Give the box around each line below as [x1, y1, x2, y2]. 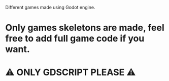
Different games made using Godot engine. [5, 5, 95, 10]
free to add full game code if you [5, 33, 145, 45]
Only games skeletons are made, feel [5, 22, 165, 33]
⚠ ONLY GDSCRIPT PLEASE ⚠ [5, 67, 136, 78]
